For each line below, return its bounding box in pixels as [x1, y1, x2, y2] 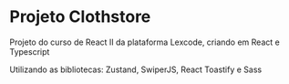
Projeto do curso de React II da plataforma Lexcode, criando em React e [9, 37, 280, 47]
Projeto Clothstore [9, 6, 151, 27]
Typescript [9, 46, 50, 57]
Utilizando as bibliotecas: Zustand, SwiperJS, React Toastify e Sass [9, 64, 263, 75]
